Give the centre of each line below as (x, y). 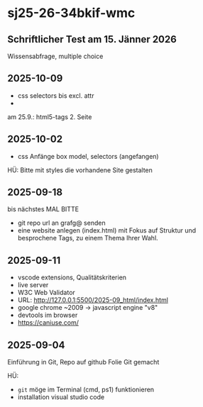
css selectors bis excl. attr (56, 95)
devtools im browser (48, 315)
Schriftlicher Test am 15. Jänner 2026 (92, 39)
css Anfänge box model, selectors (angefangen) (88, 156)
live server (33, 285)
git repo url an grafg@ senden (61, 223)
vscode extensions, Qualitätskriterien (72, 277)
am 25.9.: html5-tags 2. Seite (50, 117)
